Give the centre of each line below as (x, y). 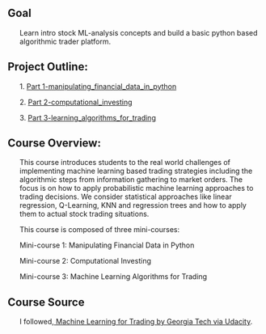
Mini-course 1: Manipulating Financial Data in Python (107, 245)
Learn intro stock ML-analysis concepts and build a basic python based (138, 32)
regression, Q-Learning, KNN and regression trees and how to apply (133, 205)
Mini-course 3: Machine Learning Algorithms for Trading (113, 277)
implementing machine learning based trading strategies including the (136, 171)
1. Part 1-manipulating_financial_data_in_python (98, 86)
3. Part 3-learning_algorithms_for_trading (88, 117)
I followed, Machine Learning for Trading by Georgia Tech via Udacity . (136, 322)
